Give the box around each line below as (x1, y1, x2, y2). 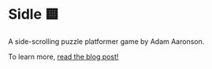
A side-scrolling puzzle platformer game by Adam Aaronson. (8, 36, 205, 46)
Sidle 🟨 (8, 5, 59, 24)
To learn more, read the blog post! (8, 52, 119, 61)
